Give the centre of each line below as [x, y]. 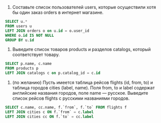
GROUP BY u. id [20, 40]
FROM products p [22, 68]
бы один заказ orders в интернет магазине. [58, 12]
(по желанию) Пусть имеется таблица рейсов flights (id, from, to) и [82, 82]
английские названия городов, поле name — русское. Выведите [80, 93]
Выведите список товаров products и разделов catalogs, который [81, 50]
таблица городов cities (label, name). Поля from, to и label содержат [83, 88]
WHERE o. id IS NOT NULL [30, 35]
